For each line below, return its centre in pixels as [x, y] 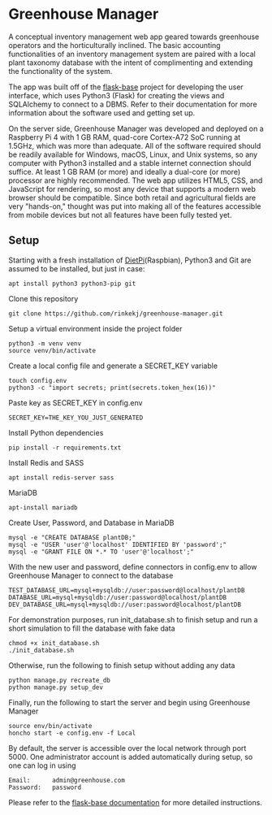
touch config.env [38, 380]
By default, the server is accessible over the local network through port [127, 748]
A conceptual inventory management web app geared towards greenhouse [134, 37]
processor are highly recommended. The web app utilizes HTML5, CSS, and [136, 180]
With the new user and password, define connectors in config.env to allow [133, 566]
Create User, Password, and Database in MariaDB [91, 522]
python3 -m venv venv [45, 343]
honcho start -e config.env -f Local [72, 733]
